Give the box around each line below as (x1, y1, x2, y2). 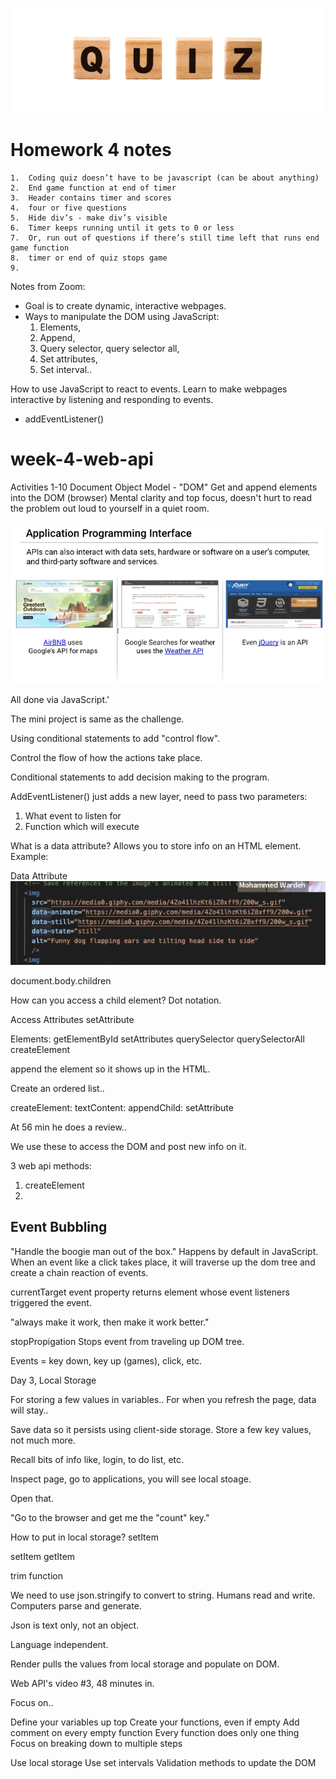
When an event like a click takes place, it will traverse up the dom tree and (10, 1256, 316, 1268)
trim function (10, 1569, 63, 1582)
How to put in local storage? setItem (10, 1531, 159, 1543)
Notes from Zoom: (10, 280, 86, 292)
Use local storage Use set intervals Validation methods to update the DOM (10, 1756, 317, 1768)
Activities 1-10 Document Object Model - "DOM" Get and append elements (10, 481, 318, 493)
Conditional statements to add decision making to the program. (10, 771, 270, 783)
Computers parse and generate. (10, 1599, 142, 1612)
